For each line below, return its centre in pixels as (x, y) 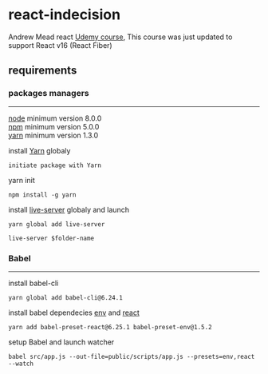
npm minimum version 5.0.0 (54, 126)
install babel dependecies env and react (74, 312)
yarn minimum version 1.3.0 (53, 135)
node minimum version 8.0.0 (55, 118)
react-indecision (65, 15)
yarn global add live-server (57, 224)
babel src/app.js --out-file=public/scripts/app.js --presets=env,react (132, 356)
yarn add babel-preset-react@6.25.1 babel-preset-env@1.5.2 (110, 327)
